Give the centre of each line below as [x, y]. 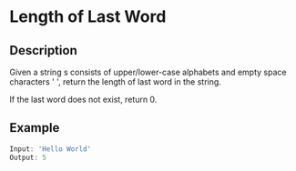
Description [43, 50]
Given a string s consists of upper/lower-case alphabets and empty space [148, 72]
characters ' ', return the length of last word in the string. [115, 82]
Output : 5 [28, 157]
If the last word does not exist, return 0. [83, 99]
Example [35, 128]
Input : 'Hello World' [51, 149]
